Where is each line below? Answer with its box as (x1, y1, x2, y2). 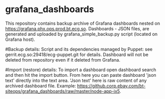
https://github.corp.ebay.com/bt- (77, 82, 146, 89)
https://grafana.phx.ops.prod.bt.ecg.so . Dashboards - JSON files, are (5, 25, 150, 31)
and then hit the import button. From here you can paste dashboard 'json (5, 72, 156, 78)
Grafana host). (5, 36, 35, 42)
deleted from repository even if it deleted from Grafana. (5, 57, 121, 63)
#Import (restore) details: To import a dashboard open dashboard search (5, 67, 156, 73)
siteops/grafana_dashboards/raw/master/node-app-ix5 (5, 88, 120, 94)
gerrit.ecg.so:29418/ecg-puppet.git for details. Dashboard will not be (5, 52, 149, 58)
